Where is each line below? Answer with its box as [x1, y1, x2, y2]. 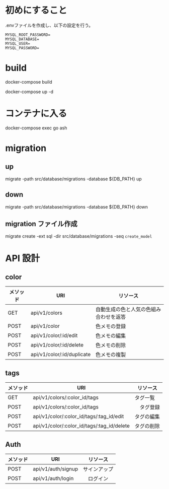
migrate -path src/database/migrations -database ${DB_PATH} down [5, 203, 148, 209]
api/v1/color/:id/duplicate [31, 351, 91, 358]
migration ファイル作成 [5, 220, 77, 228]
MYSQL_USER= [5, 41, 30, 46]
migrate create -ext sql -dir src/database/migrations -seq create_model [5, 233, 152, 239]
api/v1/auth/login [33, 475, 74, 482]
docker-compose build [5, 79, 52, 85]
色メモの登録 [95, 323, 126, 330]
